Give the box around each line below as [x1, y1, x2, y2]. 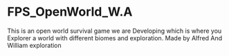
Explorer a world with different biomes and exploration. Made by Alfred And [7, 33, 223, 42]
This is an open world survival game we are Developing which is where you [7, 27, 222, 35]
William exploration [7, 41, 62, 49]
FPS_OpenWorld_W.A [7, 4, 133, 20]
